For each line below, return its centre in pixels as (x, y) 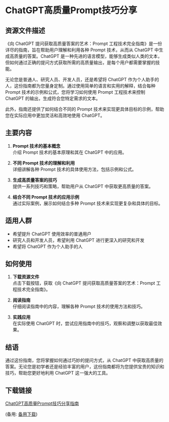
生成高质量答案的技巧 (35, 180)
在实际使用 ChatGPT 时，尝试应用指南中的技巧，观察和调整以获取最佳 (85, 324)
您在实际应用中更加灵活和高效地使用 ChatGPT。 (55, 115)
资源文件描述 (25, 31)
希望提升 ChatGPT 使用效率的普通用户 (52, 234)
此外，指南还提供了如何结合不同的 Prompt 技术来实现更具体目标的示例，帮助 (85, 109)
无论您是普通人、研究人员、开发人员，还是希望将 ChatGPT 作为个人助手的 (82, 79)
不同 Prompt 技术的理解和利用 (44, 163)
